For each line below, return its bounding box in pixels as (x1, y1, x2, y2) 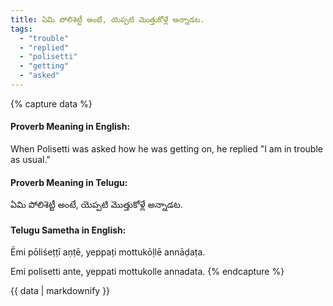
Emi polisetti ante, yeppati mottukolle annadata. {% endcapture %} (10, 266, 285, 278)
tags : (10, 24, 33, 34)
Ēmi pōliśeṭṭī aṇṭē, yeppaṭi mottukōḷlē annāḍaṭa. (10, 246, 206, 258)
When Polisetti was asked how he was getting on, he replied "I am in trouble (10, 143, 323, 155)
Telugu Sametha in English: (10, 224, 127, 236)
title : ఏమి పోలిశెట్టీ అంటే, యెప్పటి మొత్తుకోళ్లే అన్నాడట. (10, 14, 205, 25)
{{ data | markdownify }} (10, 285, 111, 297)
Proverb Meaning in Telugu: (10, 176, 128, 188)
